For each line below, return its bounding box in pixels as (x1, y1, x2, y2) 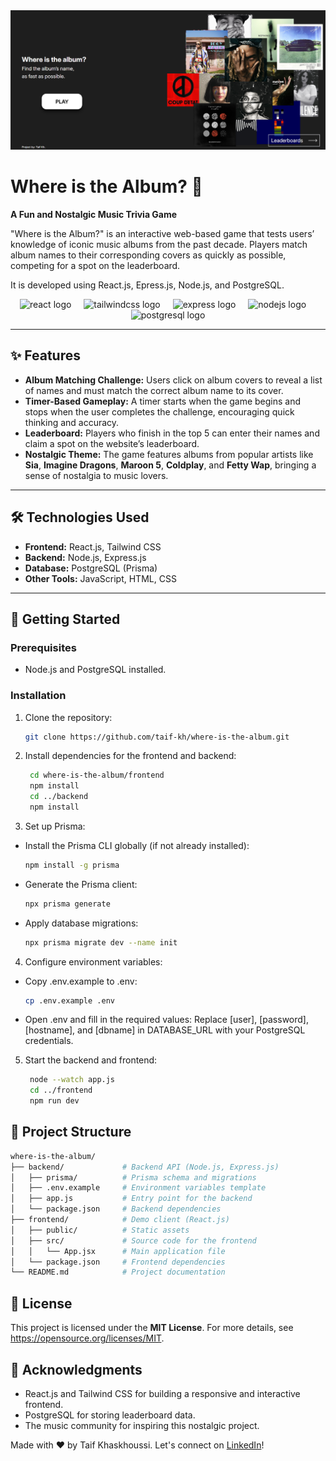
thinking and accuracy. (24, 416, 120, 428)
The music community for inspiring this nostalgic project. (24, 1419, 260, 1431)
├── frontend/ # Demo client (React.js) (10, 1215, 230, 1225)
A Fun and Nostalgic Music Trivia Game (10, 208, 178, 220)
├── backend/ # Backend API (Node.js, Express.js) (10, 1162, 280, 1172)
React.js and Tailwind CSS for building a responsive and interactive (24, 1387, 301, 1399)
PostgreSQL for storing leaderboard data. (24, 1409, 196, 1421)
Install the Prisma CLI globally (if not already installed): (24, 839, 250, 851)
